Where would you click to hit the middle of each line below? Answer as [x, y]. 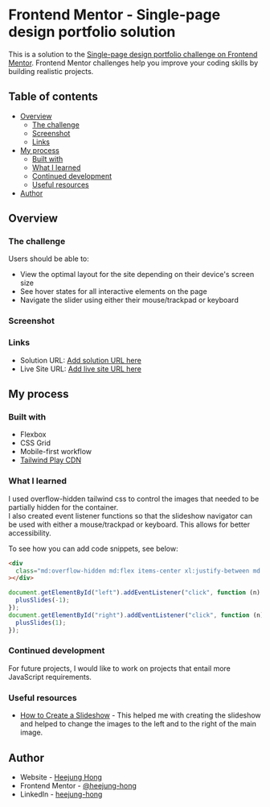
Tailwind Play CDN [51, 460]
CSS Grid [35, 443]
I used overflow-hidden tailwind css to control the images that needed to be [134, 499]
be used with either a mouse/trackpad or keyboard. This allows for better [129, 524]
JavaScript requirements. [50, 677]
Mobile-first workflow [56, 452]
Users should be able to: [49, 259]
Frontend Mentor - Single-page [115, 15]
